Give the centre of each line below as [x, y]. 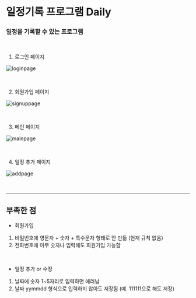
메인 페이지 [27, 127]
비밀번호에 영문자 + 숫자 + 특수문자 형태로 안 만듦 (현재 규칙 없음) [89, 238]
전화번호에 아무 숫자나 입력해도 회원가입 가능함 [67, 245]
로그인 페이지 [29, 57]
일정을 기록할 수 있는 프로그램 [45, 32]
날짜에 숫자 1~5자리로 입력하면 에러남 [57, 282]
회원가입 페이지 [32, 92]
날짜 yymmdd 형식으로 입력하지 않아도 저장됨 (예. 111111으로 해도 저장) [94, 289]
